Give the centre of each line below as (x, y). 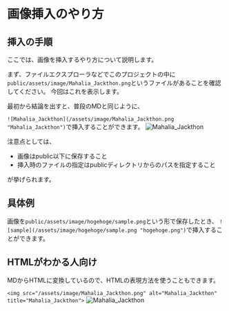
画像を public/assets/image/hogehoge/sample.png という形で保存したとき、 (113, 221)
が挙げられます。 (31, 179)
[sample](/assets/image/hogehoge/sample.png (72, 230)
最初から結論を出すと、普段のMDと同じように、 (75, 106)
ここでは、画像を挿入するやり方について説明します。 (82, 60)
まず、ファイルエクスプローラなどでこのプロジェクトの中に (91, 74)
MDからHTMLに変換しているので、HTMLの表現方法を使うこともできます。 (113, 280)
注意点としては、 (31, 141)
